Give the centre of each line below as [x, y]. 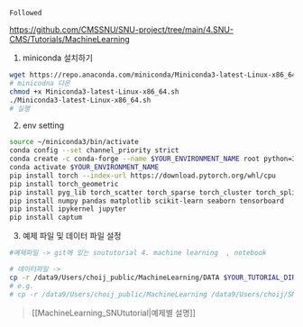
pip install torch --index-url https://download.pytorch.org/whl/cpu [143, 176]
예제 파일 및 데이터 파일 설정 [72, 236]
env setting [43, 125]
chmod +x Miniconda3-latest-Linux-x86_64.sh [94, 91]
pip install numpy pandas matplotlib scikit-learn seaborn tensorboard [147, 201]
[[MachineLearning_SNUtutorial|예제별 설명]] [113, 313]
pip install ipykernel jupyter [68, 209]
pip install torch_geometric [64, 184]
